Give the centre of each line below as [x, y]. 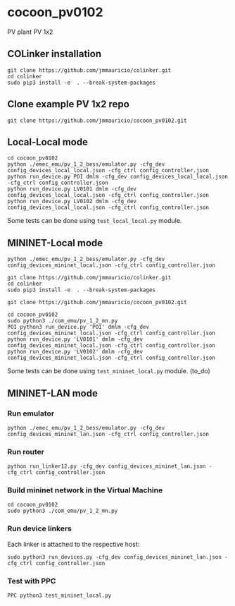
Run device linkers [39, 528]
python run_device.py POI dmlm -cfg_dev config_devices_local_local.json [118, 177]
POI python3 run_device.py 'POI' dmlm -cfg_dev [78, 327]
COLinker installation [55, 54]
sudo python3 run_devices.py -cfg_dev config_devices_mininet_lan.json [114, 557]
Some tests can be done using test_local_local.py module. [95, 221]
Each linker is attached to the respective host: [74, 544]
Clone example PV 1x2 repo [69, 104]
